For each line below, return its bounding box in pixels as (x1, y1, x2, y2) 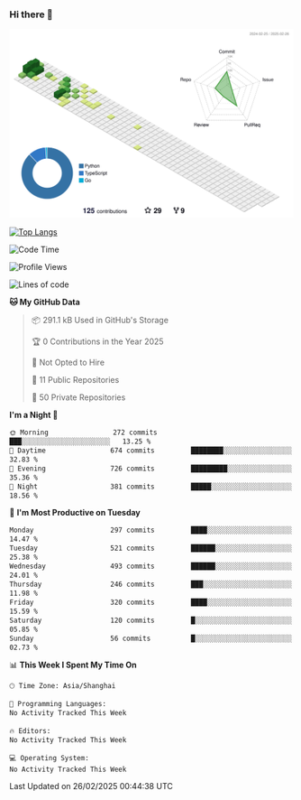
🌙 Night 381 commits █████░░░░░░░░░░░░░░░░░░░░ (9, 482, 293, 491)
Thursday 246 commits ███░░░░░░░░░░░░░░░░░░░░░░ (9, 580, 293, 590)
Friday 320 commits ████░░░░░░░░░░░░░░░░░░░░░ (9, 598, 293, 608)
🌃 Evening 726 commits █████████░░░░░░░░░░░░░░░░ (9, 464, 293, 473)
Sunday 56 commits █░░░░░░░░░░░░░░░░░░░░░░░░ (9, 634, 293, 644)
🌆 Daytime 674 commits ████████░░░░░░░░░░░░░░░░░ (9, 446, 293, 455)
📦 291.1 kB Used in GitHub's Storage (31, 315, 169, 326)
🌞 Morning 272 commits (9, 428, 158, 437)
